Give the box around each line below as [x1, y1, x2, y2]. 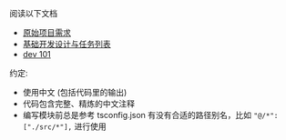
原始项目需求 [22, 27, 71, 38]
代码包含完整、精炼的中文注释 [22, 98, 135, 109]
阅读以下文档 [9, 8, 57, 18]
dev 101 [22, 49, 52, 59]
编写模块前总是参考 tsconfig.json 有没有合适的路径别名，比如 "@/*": [22, 110, 279, 120]
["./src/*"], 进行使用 [22, 121, 107, 132]
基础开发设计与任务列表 [22, 39, 111, 49]
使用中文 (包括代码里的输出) [22, 87, 128, 97]
